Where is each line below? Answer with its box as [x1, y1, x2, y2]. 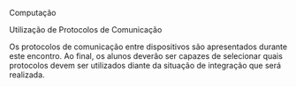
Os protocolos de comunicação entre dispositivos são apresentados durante [9, 41, 288, 52]
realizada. [9, 69, 46, 80]
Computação [9, 8, 57, 18]
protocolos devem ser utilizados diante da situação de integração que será [9, 61, 281, 70]
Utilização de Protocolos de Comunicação [9, 25, 163, 34]
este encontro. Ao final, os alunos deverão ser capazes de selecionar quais [9, 51, 283, 61]
